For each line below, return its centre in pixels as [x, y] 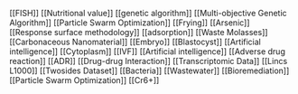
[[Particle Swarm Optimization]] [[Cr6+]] [84, 80]
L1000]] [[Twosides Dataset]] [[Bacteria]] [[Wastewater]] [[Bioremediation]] [149, 70]
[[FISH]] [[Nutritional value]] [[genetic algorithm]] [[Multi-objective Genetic [148, 13]
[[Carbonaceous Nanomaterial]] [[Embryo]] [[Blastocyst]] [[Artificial [135, 42]
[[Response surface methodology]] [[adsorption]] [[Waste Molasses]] [139, 32]
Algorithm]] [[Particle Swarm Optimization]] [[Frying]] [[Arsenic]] [130, 23]
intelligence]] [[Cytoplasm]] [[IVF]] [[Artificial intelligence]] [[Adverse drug [148, 52]
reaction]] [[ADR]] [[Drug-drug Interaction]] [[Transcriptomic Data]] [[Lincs [149, 61]
